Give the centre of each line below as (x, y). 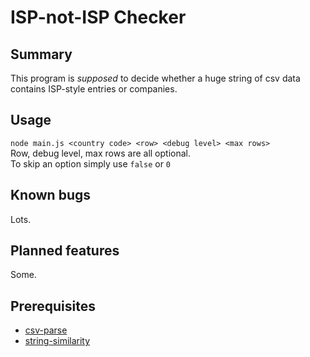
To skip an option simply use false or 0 (91, 163)
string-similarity (57, 341)
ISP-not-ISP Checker (98, 17)
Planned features (65, 251)
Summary (41, 54)
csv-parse (46, 330)
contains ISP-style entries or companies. (94, 89)
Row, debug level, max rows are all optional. (100, 153)
